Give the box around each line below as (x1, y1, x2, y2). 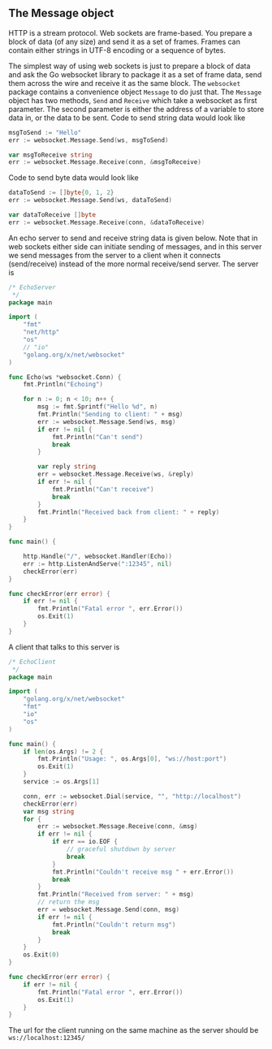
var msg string (23, 807, 75, 815)
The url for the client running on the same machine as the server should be (8, 1025, 259, 1035)
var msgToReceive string (8, 150, 93, 159)
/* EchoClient (8, 658, 57, 666)
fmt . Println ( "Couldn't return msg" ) (51, 921, 176, 929)
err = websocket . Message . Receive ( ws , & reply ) (37, 470, 195, 478)
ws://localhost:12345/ (8, 1034, 85, 1043)
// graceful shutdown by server (66, 845, 176, 853)
